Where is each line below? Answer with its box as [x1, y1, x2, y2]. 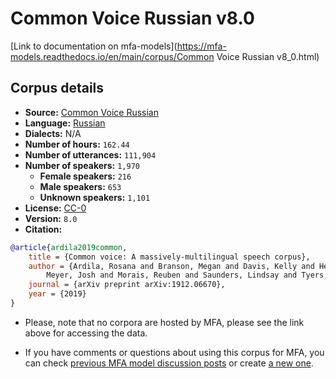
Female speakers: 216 [39, 170, 132, 182]
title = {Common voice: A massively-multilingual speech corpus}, [28, 252, 311, 262]
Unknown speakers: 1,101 [39, 191, 151, 203]
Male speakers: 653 [39, 180, 122, 192]
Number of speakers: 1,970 [24, 159, 140, 171]
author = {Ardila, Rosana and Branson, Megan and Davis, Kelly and [28, 261, 315, 271]
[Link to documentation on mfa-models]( [10, 40, 178, 52]
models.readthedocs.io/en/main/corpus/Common [10, 50, 215, 62]
